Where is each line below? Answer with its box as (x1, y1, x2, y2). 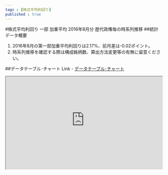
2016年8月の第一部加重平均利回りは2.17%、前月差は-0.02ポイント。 (12, 43, 153, 48)
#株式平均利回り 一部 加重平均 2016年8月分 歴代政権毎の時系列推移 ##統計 (5, 26, 159, 32)
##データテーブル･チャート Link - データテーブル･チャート (5, 65, 125, 72)
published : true (5, 12, 41, 17)
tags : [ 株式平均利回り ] (5, 7, 51, 12)
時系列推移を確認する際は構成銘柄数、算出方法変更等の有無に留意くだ (12, 49, 157, 55)
